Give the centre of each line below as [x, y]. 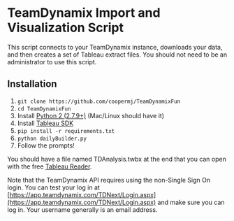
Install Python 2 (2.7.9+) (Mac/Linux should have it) [91, 115]
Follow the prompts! [46, 145]
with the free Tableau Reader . [50, 166]
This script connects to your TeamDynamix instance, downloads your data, [115, 47]
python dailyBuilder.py [52, 138]
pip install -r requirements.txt [66, 131]
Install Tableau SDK [45, 123]
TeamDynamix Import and [84, 13]
